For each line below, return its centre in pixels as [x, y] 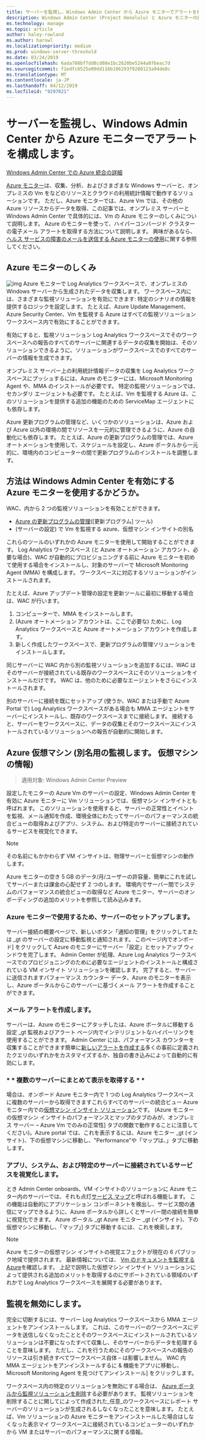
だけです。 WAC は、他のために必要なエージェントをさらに [107, 680]
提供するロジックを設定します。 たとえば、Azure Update [78, 306]
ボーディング [22, 900]
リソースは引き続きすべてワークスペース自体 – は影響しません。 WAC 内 [96, 1358]
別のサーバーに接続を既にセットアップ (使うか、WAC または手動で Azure [98, 701]
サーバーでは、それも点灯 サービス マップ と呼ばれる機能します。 [108, 1196]
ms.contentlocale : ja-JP [38, 80]
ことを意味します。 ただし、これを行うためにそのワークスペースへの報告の [100, 1350]
